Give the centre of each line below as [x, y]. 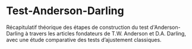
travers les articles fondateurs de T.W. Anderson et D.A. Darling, [108, 33]
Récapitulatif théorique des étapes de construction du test [77, 27]
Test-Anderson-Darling [65, 11]
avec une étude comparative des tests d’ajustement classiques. [84, 40]
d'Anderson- [165, 27]
